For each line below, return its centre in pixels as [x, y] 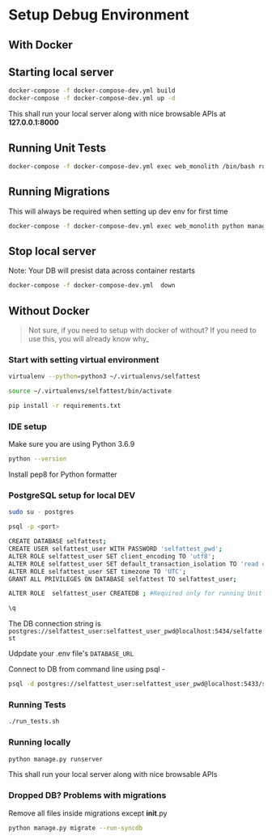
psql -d [21, 684]
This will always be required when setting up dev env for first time [118, 211]
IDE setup [28, 426]
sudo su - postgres [41, 512]
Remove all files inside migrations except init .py [88, 813]
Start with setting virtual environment [84, 359]
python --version [38, 459]
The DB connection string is [55, 624]
